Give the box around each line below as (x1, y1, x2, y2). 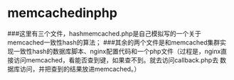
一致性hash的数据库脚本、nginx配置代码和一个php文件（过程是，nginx (13, 47, 221, 55)
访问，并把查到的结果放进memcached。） (19, 64, 141, 73)
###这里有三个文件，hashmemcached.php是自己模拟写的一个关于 (7, 29, 201, 38)
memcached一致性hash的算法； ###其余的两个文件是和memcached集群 (7, 38, 220, 47)
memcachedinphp (7, 5, 117, 21)
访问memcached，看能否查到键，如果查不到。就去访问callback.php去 (13, 55, 219, 64)
